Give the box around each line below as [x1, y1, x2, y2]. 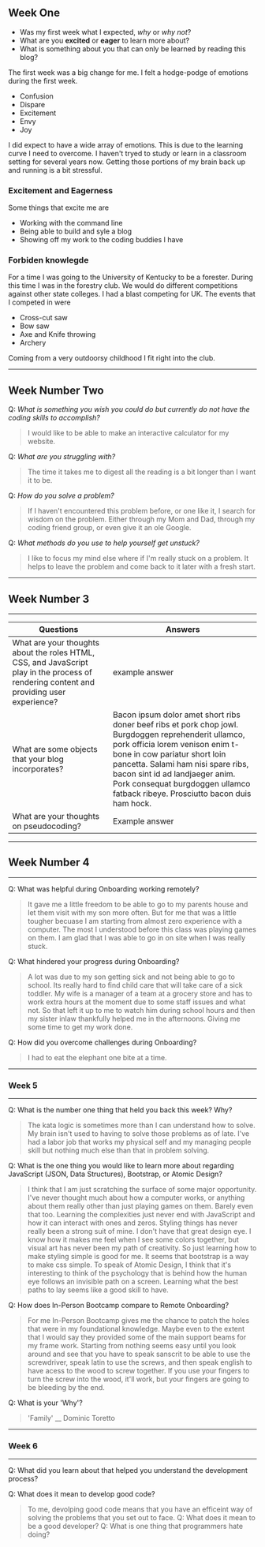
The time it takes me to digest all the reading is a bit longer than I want [27, 467, 256, 476]
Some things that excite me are [8, 203, 109, 212]
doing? [27, 1530, 50, 1539]
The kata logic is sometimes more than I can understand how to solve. [27, 1120, 256, 1130]
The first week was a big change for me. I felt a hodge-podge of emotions [8, 67, 248, 77]
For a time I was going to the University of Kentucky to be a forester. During [8, 272, 254, 282]
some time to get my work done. [27, 1022, 133, 1032]
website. [27, 437, 56, 447]
